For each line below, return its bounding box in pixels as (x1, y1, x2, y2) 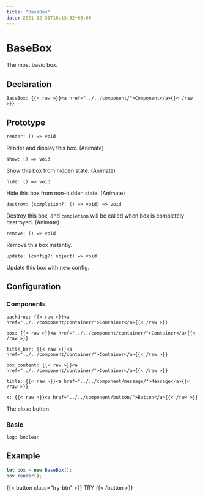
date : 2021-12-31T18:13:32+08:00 (6, 15, 92, 21)
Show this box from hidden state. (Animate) (6, 167, 116, 175)
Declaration (6, 79, 52, 89)
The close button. (6, 405, 51, 412)
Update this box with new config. (6, 264, 90, 271)
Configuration (6, 281, 61, 292)
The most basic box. (6, 61, 58, 69)
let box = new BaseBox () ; (6, 467, 72, 473)
